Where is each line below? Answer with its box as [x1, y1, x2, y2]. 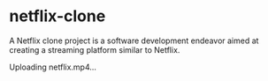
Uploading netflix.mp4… [9, 62, 97, 72]
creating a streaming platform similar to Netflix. [9, 44, 180, 55]
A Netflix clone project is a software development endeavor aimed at [9, 35, 259, 46]
